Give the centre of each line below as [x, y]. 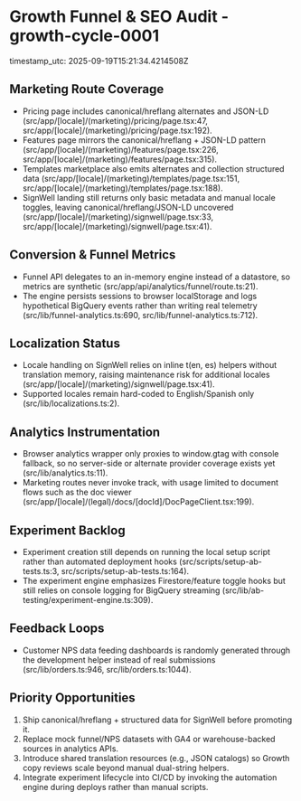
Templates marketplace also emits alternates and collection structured [153, 168]
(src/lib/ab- [243, 590]
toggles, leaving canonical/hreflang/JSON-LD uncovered [128, 207]
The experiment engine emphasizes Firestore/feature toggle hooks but [154, 581]
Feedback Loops [57, 629]
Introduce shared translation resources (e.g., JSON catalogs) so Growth [156, 758]
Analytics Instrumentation [85, 432]
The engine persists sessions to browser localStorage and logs [140, 296]
